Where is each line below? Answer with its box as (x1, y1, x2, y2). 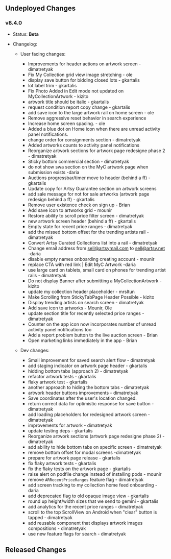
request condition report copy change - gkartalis (28, 104, 131, 110)
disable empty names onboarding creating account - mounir (28, 256, 155, 262)
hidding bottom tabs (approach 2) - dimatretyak (28, 368, 129, 374)
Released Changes (5, 546, 66, 554)
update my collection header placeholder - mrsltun (28, 288, 135, 295)
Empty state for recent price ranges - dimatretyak (28, 223, 133, 229)
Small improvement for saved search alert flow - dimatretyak (28, 357, 156, 363)
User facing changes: (20, 51, 66, 57)
